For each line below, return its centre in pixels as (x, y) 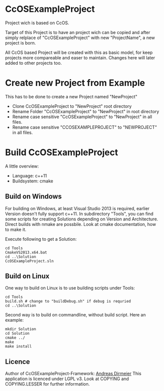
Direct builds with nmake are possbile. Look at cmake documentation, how (81, 224)
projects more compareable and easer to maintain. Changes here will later (80, 57)
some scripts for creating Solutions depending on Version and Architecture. (82, 219)
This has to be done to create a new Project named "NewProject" (71, 96)
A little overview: (22, 166)
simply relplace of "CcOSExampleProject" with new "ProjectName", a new (80, 38)
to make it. (16, 229)
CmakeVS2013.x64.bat (26, 252)
